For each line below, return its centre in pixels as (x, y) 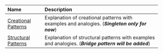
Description (58, 9)
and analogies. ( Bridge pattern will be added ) (97, 44)
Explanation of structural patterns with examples (100, 37)
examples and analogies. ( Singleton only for (95, 24)
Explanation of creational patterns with (88, 18)
